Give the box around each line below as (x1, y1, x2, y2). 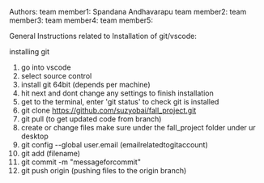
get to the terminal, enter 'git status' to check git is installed (20, 97, 219, 106)
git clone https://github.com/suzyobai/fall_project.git (20, 105, 197, 115)
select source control (20, 71, 92, 80)
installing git (9, 47, 50, 56)
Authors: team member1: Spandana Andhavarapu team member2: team (9, 7, 247, 16)
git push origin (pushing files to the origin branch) (20, 166, 187, 175)
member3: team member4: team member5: (9, 15, 153, 25)
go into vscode (20, 62, 71, 72)
